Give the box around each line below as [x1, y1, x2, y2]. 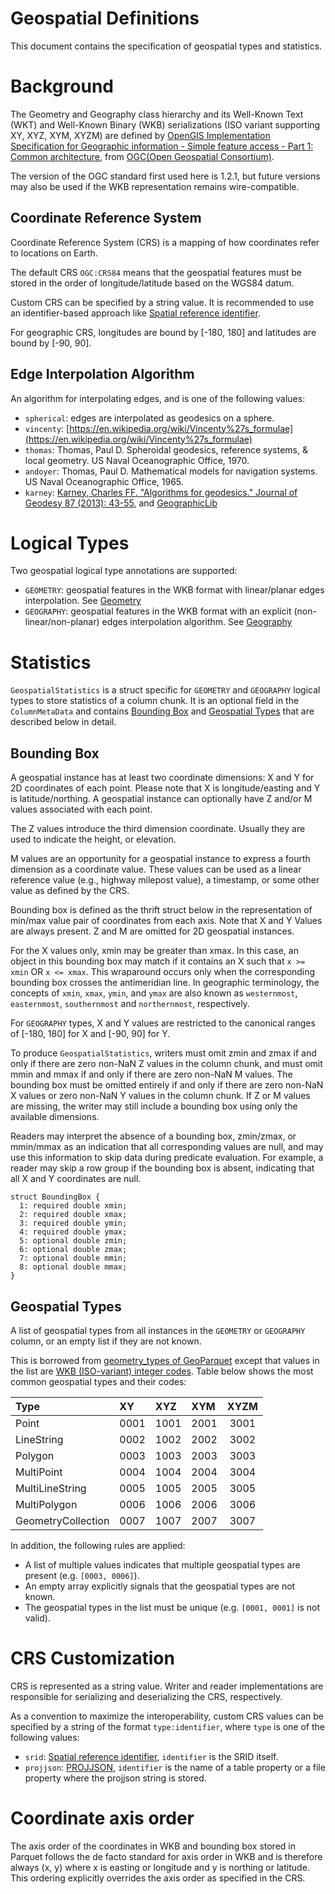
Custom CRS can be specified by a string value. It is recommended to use [10, 296, 315, 308]
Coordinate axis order [10, 1807, 195, 1830]
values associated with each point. [10, 803, 153, 816]
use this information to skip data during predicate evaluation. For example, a [10, 1152, 324, 1164]
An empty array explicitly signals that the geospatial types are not [24, 1580, 296, 1592]
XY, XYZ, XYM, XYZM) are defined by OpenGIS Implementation [10, 129, 271, 141]
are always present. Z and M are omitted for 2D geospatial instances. [10, 925, 295, 937]
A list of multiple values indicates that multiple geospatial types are [24, 1559, 301, 1571]
